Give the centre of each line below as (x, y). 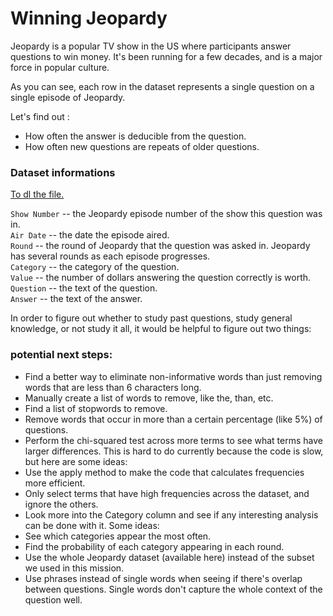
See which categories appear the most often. (118, 536)
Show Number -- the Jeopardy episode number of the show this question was (166, 214)
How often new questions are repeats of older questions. (142, 146)
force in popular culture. (60, 67)
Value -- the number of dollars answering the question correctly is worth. (161, 278)
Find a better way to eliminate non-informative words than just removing (173, 376)
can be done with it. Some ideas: (92, 525)
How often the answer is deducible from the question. (135, 136)
